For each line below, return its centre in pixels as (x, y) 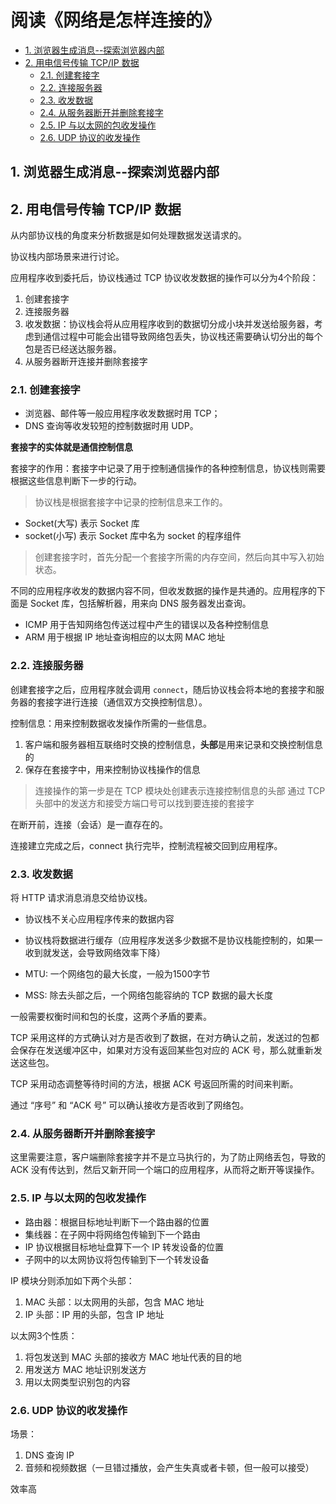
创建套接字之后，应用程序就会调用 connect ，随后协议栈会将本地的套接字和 (163, 689)
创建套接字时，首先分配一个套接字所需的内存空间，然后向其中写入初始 (179, 557)
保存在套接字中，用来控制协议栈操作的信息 (112, 769)
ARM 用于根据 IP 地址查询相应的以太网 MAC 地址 (125, 637)
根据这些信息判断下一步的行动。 (76, 481)
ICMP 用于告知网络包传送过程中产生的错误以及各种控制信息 (147, 625)
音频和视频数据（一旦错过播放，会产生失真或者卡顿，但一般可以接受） (169, 1467)
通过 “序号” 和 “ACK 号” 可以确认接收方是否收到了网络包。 (130, 1105)
